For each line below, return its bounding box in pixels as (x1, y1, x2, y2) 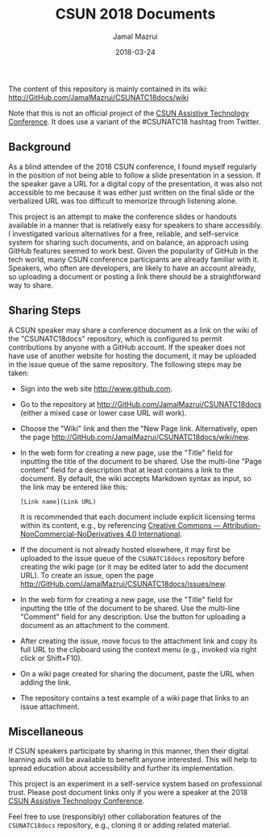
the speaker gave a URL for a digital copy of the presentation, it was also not (8, 178, 263, 188)
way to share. (8, 280, 54, 290)
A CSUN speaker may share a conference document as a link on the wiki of (8, 325, 259, 335)
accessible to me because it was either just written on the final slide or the (8, 187, 255, 197)
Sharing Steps (8, 304, 81, 317)
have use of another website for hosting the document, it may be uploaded (8, 350, 256, 360)
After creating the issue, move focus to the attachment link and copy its (19, 635, 258, 646)
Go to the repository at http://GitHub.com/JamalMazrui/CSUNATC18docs (19, 399, 262, 409)
